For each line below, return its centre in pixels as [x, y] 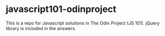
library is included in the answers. [41, 28]
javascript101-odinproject [61, 9]
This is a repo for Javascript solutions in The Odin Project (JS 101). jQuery [83, 23]
